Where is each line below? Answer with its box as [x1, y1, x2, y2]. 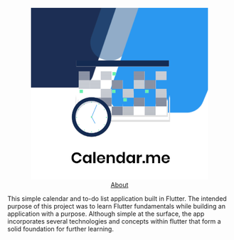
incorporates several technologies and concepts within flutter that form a [7, 217, 222, 225]
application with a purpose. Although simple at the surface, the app [7, 209, 205, 218]
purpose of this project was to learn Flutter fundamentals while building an [7, 202, 226, 210]
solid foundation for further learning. [7, 225, 114, 233]
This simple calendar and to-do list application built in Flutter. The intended [7, 194, 228, 203]
